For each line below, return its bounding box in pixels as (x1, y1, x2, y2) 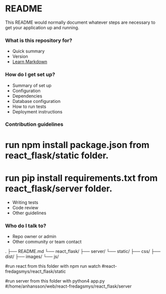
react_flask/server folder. (5, 183, 112, 194)
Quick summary (12, 48, 45, 54)
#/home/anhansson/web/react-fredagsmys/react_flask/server (5, 283, 132, 289)
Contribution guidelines (5, 121, 63, 128)
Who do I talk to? (5, 222, 47, 229)
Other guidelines (12, 210, 47, 216)
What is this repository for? (5, 37, 73, 44)
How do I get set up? (5, 71, 55, 78)
